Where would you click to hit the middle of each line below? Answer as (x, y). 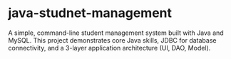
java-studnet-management (90, 13)
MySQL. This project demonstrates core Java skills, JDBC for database (112, 40)
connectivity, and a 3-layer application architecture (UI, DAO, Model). (109, 48)
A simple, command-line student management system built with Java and (116, 33)
